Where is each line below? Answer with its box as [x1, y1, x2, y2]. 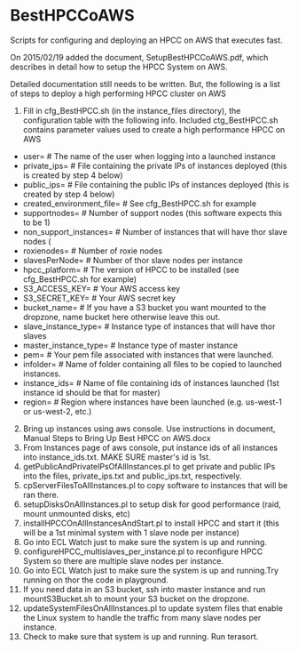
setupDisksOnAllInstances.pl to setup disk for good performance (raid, [22, 499, 282, 510]
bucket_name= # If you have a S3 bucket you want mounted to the [22, 301, 267, 312]
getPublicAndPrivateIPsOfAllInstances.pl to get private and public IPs [22, 461, 276, 471]
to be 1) [22, 217, 51, 228]
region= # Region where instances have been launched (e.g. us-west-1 [22, 397, 283, 407]
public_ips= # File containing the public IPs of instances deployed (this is [22, 179, 289, 189]
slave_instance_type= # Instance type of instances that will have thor [22, 321, 276, 332]
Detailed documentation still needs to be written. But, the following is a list [10, 78, 280, 89]
